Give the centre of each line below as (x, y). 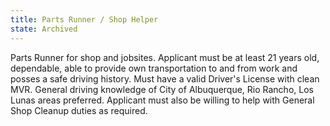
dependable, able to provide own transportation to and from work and (154, 68)
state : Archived (44, 29)
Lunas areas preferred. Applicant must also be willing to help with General (162, 100)
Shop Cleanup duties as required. (79, 110)
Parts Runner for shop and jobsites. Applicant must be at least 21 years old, (165, 57)
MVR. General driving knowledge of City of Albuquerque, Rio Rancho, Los (162, 89)
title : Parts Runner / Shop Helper (84, 19)
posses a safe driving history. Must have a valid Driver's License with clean (165, 78)
